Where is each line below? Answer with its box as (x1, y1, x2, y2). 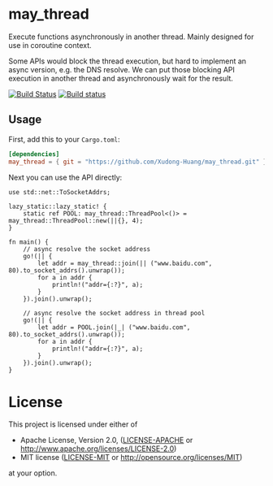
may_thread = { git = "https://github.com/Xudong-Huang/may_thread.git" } (8, 158, 267, 166)
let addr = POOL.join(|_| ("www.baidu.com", (37, 323, 191, 332)
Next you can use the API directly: (8, 172, 123, 182)
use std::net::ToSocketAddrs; (8, 188, 111, 196)
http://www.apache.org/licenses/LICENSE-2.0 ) (19, 444, 177, 453)
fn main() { (8, 237, 49, 246)
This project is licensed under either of (8, 419, 138, 429)
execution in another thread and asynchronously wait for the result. (8, 73, 234, 83)
